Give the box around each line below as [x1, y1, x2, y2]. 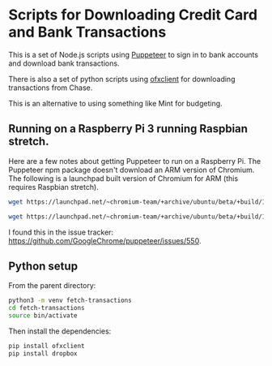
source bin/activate [8, 312, 79, 320]
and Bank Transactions [8, 23, 167, 41]
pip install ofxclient [8, 342, 85, 350]
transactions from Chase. [8, 83, 93, 93]
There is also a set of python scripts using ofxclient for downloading [8, 74, 236, 84]
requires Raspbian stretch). [8, 182, 99, 192]
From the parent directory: [8, 281, 96, 291]
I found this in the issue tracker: [8, 227, 114, 237]
